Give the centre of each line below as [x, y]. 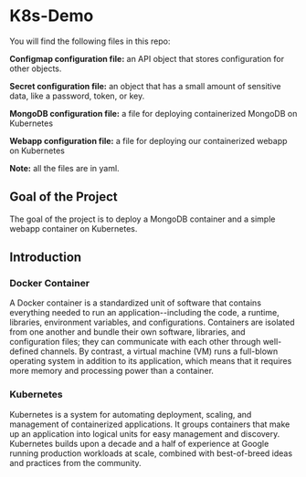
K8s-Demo [52, 16]
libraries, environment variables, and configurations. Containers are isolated [152, 322]
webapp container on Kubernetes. [74, 228]
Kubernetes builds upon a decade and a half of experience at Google [139, 443]
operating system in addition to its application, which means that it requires [151, 361]
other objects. [36, 68]
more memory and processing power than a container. [112, 371]
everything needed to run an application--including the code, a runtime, [145, 313]
